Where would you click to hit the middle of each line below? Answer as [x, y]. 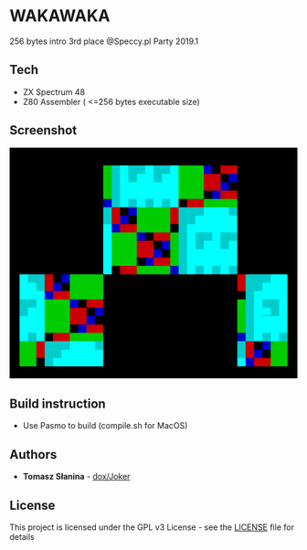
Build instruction [58, 404]
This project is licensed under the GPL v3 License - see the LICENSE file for [152, 527]
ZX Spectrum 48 [53, 91]
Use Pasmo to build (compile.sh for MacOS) [105, 426]
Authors [33, 455]
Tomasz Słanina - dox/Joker [76, 477]
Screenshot [43, 130]
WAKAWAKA [60, 16]
